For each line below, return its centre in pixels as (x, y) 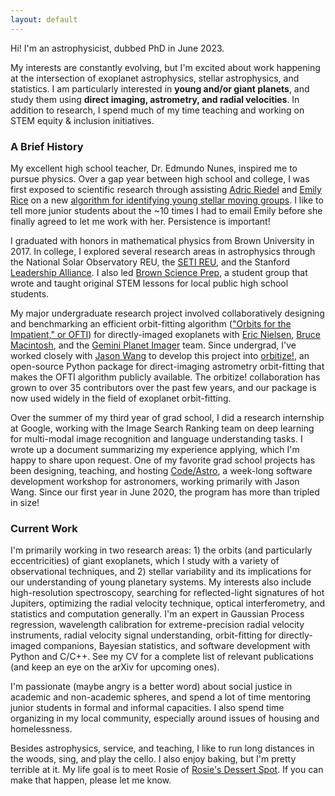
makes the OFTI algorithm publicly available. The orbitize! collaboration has (165, 377)
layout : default (44, 19)
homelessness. (41, 729)
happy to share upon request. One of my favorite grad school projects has (163, 460)
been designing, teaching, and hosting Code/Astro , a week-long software (161, 470)
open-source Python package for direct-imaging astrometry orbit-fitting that (167, 366)
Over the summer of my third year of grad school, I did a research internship (167, 417)
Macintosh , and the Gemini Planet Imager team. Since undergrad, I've (153, 345)
